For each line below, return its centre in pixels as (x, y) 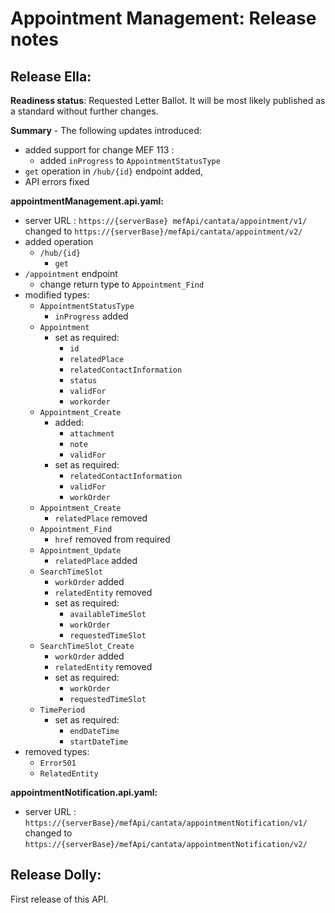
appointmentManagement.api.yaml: (87, 201)
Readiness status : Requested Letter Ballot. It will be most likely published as (168, 100)
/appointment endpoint (71, 273)
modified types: (57, 295)
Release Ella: (51, 76)
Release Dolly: (56, 875)
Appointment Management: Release (163, 18)
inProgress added (91, 316)
